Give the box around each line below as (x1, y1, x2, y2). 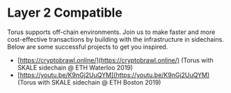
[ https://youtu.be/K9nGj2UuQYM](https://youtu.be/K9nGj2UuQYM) (17, 71, 210, 79)
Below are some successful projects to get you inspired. (7, 42, 168, 51)
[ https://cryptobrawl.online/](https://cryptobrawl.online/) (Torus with (17, 56, 214, 64)
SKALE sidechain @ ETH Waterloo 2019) (17, 63, 134, 71)
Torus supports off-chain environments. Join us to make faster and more (7, 28, 216, 36)
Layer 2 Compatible (7, 5, 123, 21)
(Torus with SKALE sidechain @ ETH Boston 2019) (17, 78, 161, 86)
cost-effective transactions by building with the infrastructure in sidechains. (7, 35, 225, 43)
